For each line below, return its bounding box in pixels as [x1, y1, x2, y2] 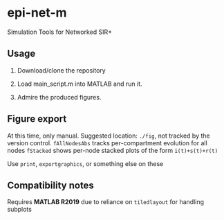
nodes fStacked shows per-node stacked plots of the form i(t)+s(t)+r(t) [7, 146, 218, 154]
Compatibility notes [7, 179, 95, 191]
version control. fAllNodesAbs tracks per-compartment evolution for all [7, 138, 207, 147]
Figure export [7, 113, 67, 125]
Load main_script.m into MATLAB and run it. [17, 80, 143, 88]
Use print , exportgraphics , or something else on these [7, 159, 164, 167]
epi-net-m [7, 5, 67, 21]
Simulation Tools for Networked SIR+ [7, 28, 113, 36]
